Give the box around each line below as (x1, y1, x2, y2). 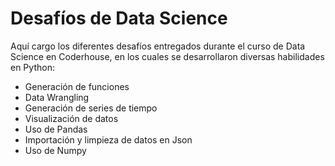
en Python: (10, 61, 55, 73)
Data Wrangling (24, 91, 90, 103)
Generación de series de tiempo (24, 102, 158, 114)
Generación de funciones (24, 80, 130, 92)
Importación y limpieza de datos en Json (24, 133, 193, 146)
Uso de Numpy (24, 144, 87, 156)
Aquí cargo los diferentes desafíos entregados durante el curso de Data (10, 40, 306, 52)
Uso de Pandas (24, 123, 88, 135)
